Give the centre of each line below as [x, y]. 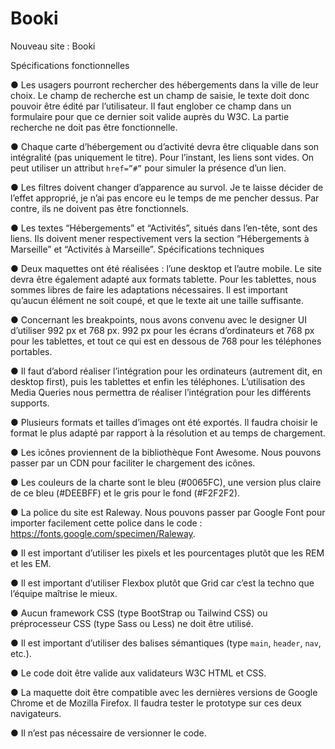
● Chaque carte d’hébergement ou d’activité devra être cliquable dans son [165, 146]
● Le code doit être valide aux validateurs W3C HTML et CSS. [138, 673]
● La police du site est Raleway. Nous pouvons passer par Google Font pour [168, 512]
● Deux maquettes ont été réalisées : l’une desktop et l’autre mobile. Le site [166, 268]
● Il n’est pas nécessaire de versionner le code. [108, 733]
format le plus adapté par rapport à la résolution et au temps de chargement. [168, 433]
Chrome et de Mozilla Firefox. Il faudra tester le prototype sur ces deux [156, 703]
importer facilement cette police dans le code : [106, 523]
